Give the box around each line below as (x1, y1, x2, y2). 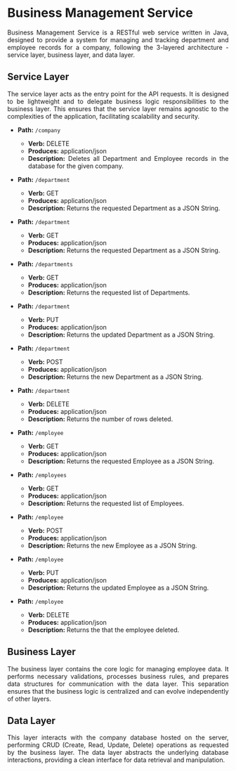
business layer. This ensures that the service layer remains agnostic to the (7, 104, 229, 113)
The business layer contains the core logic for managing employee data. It (7, 664, 229, 673)
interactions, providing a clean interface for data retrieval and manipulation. (7, 756, 225, 764)
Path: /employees (17, 470, 67, 479)
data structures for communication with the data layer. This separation (7, 680, 229, 688)
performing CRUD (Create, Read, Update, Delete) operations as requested (7, 741, 229, 749)
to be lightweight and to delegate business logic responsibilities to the (7, 97, 229, 105)
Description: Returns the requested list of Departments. (27, 288, 190, 297)
